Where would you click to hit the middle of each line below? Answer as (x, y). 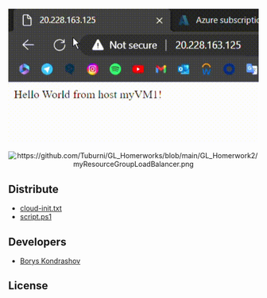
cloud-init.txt (41, 208)
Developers (37, 242)
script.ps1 (35, 217)
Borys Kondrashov (50, 261)
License (28, 286)
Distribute (33, 189)
